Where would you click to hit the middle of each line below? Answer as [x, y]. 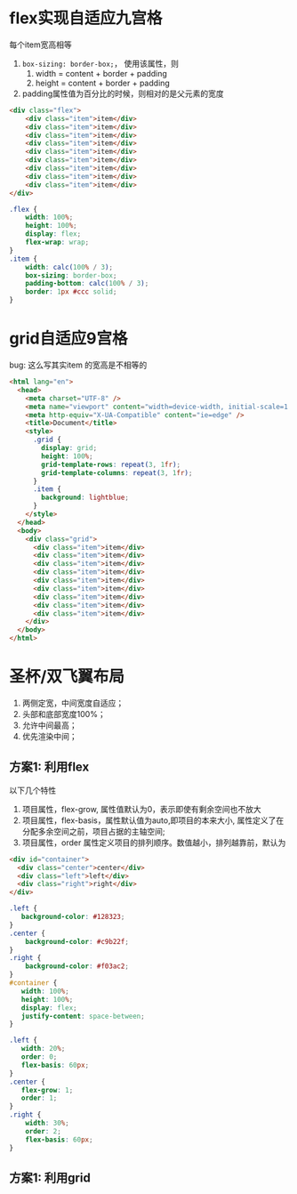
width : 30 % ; [47, 1123]
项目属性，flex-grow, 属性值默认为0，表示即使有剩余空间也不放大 [141, 809]
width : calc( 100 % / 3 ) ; [69, 267]
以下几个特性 [32, 790]
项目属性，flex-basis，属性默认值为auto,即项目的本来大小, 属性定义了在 [153, 820]
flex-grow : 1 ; [47, 1090]
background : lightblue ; [85, 498]
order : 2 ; [44, 1131]
